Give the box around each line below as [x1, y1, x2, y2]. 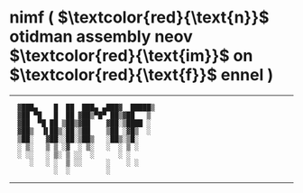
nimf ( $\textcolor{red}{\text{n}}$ [9, 7, 270, 28]
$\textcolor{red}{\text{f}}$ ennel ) [9, 65, 273, 86]
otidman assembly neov [9, 26, 193, 47]
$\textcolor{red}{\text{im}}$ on [9, 46, 253, 66]
